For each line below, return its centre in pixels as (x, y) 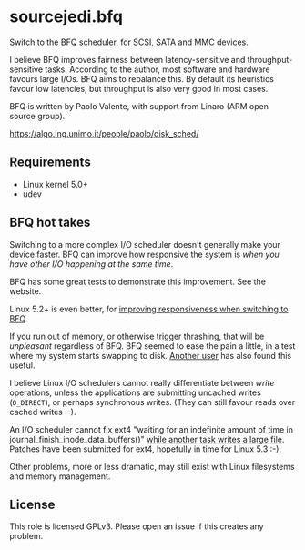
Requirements (50, 163)
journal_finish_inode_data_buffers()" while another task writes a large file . (147, 439)
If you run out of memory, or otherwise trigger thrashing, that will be (137, 336)
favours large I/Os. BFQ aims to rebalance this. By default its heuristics (142, 78)
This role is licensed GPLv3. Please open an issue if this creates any (137, 526)
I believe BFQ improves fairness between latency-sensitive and (127, 59)
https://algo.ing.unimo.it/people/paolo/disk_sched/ (104, 133)
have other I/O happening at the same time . (91, 264)
